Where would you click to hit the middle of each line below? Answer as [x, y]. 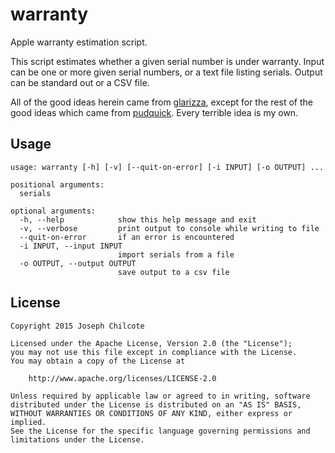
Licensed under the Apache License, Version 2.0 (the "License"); [151, 343]
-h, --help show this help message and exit [138, 219]
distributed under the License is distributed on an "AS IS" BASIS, [156, 404]
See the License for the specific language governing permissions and [160, 431]
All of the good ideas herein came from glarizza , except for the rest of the [161, 102]
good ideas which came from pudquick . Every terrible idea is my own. [154, 112]
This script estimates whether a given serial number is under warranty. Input [167, 61]
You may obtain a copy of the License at [98, 361]
